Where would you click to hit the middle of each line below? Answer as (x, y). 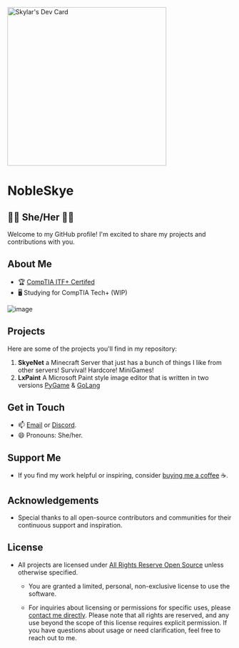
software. (42, 593)
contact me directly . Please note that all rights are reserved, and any (129, 615)
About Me (30, 264)
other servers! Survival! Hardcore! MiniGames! (86, 370)
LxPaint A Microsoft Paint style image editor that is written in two (113, 377)
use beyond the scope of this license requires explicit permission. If (128, 622)
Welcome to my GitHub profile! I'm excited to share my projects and (107, 234)
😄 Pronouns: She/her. (50, 436)
